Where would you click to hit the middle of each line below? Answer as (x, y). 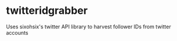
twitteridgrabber (47, 11)
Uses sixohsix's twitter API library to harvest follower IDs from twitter (88, 27)
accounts (17, 32)
